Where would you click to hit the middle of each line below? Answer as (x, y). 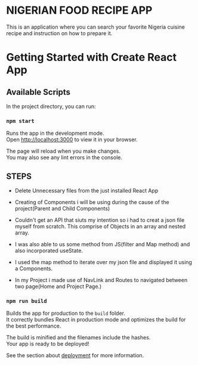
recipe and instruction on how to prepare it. (59, 33)
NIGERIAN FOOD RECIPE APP (79, 10)
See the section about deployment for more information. (75, 355)
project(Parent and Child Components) (62, 209)
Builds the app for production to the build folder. (66, 313)
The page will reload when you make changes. (64, 151)
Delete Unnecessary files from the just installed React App (86, 191)
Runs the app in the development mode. (55, 133)
